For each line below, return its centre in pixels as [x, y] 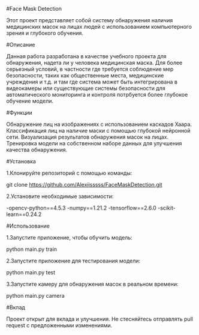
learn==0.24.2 [24, 214]
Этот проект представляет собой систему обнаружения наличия [90, 20]
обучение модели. [30, 101]
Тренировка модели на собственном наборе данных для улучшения [94, 143]
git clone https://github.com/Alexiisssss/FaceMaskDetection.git [85, 185]
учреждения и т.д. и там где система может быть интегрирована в [92, 82]
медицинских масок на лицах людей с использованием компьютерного [99, 27]
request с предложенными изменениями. [59, 325]
